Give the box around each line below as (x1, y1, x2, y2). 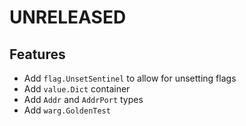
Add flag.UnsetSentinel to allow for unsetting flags (23, 72, 237, 84)
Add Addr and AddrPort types (23, 94, 144, 105)
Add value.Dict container (23, 83, 131, 95)
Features (9, 46, 66, 63)
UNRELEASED (9, 6, 127, 29)
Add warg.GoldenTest (23, 104, 111, 116)
